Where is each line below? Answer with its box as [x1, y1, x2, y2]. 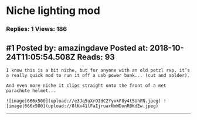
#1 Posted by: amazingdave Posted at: [6, 43, 148, 53]
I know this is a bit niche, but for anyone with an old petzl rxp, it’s [6, 67, 191, 73]
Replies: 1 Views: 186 [6, 25, 67, 33]
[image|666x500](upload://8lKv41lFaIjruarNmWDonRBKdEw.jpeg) [6, 103, 159, 109]
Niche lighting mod [6, 4, 101, 17]
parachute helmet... [6, 87, 57, 94]
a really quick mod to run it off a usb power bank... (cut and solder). [6, 72, 191, 78]
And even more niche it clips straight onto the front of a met [6, 83, 167, 89]
